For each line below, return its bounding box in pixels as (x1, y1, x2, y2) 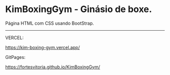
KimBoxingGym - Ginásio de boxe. (5, 4, 152, 15)
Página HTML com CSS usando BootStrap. (5, 20, 95, 26)
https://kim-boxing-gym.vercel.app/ (5, 44, 80, 50)
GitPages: (5, 54, 26, 60)
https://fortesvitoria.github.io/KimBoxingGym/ (5, 64, 100, 70)
